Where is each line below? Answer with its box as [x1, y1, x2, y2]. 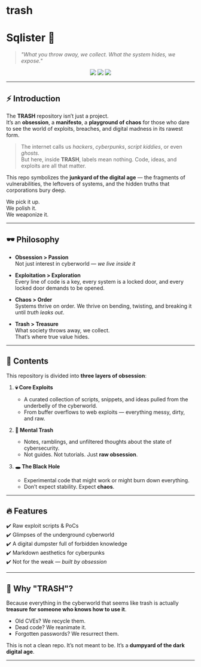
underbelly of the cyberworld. [23, 402, 98, 409]
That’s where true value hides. [14, 333, 90, 340]
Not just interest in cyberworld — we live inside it [14, 260, 136, 267]
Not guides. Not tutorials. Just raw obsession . [23, 450, 138, 458]
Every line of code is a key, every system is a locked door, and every [14, 278, 184, 285]
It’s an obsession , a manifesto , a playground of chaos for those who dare [6, 118, 190, 126]
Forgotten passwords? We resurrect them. [14, 630, 119, 638]
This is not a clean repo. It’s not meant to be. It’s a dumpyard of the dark [6, 642, 185, 649]
